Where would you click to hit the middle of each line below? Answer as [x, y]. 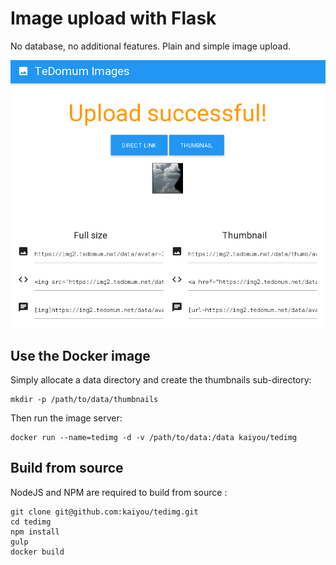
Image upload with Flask [113, 18]
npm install [35, 532]
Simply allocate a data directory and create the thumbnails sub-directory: [161, 380]
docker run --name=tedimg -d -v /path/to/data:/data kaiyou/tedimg [154, 438]
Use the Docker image [80, 355]
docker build [37, 552]
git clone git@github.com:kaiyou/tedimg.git [104, 512]
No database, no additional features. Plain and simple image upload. [151, 46]
